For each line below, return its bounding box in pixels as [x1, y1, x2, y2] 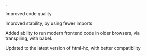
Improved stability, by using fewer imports [5, 20, 92, 26]
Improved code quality [5, 11, 52, 16]
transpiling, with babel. [5, 35, 53, 41]
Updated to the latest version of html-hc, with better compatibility [5, 45, 141, 51]
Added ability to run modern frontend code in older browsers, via [5, 30, 140, 36]
